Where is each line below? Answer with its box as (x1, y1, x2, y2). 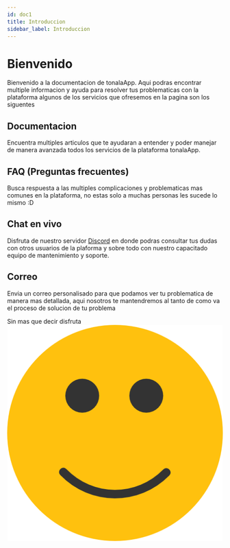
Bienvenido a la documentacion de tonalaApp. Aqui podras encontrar (7, 79, 202, 87)
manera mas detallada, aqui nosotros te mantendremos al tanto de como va (7, 296, 220, 305)
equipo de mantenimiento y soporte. (7, 251, 110, 259)
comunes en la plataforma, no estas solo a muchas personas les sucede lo (7, 191, 218, 199)
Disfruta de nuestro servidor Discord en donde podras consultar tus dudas (7, 237, 218, 245)
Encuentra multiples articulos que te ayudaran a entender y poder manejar (7, 139, 217, 147)
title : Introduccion (7, 18, 66, 25)
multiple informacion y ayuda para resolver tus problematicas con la (7, 86, 199, 94)
